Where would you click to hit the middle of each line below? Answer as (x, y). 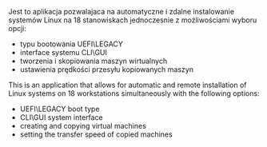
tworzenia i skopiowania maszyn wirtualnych (94, 61)
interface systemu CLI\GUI (64, 52)
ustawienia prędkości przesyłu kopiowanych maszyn (107, 70)
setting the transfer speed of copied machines (96, 134)
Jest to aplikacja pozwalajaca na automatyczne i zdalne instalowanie (121, 12)
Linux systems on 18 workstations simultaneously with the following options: (134, 93)
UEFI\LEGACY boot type (60, 109)
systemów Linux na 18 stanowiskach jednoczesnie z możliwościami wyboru (133, 20)
